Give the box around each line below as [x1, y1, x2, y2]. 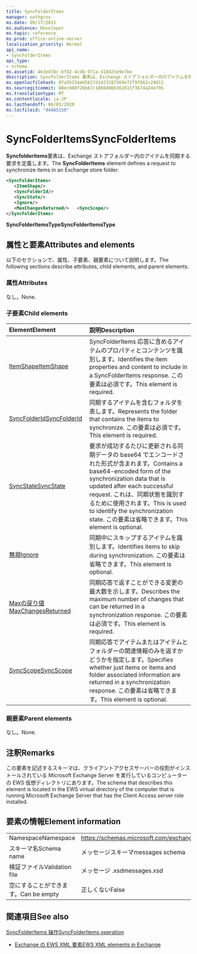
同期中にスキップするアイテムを [89, 533, 177, 541]
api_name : [6, 47, 30, 53]
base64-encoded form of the [89, 467, 171, 475]
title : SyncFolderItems [6, 8, 64, 15]
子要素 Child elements [6, 309, 69, 317]
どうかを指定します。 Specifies [89, 655, 174, 664]
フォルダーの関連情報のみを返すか [89, 647, 184, 655]
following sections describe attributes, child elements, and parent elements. [6, 263, 189, 270]
